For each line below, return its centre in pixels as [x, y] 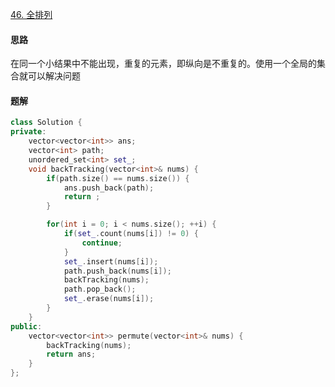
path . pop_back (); [100, 289]
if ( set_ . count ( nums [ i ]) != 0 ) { [131, 234]
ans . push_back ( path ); [109, 188]
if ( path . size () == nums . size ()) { [118, 178]
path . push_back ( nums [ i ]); [117, 271]
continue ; [102, 243]
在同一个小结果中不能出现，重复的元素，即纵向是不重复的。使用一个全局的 [163, 64]
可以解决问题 [54, 76]
